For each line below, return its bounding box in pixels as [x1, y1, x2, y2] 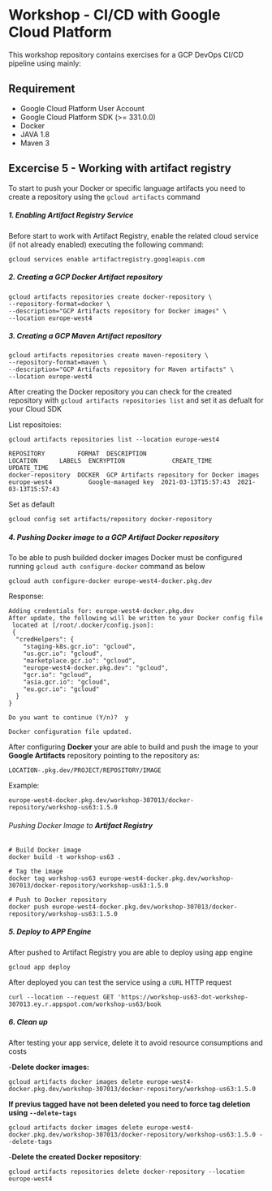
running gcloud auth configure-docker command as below [8, 562, 205, 572]
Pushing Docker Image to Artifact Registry [8, 821, 153, 831]
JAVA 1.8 [19, 129, 50, 139]
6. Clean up [8, 1017, 49, 1027]
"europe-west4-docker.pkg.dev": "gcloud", [23, 664, 169, 672]
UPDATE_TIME [8, 464, 49, 473]
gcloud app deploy [8, 963, 71, 971]
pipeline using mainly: [8, 58, 81, 68]
